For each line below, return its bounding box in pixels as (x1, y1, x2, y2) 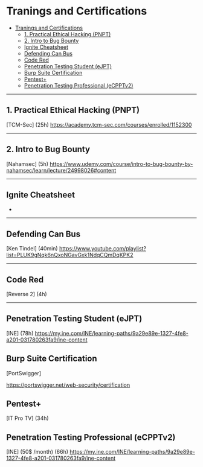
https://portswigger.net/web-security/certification (6, 381, 130, 389)
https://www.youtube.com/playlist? (59, 245, 147, 252)
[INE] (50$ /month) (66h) (6, 448, 68, 456)
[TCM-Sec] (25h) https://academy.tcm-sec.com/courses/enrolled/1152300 (6, 121, 192, 128)
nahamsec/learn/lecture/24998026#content (6, 167, 117, 174)
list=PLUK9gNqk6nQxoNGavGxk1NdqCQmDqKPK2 (6, 252, 134, 259)
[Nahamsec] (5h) (6, 160, 49, 167)
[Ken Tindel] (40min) (6, 245, 59, 252)
